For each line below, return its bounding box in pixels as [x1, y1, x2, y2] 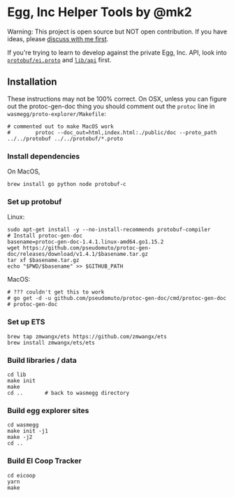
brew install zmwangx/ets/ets [7, 339, 96, 346]
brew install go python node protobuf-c [7, 181, 127, 188]
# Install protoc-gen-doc [7, 232, 82, 240]
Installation [7, 76, 57, 88]
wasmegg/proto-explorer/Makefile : [7, 109, 106, 117]
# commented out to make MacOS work [7, 123, 114, 130]
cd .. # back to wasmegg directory [7, 389, 130, 396]
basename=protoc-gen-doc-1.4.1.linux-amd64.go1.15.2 [7, 238, 164, 245]
